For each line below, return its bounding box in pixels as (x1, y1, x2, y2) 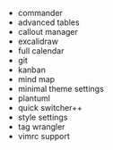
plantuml (17, 93, 51, 104)
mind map (17, 74, 56, 84)
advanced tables (17, 17, 80, 28)
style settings (17, 112, 68, 122)
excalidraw (17, 36, 58, 46)
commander (17, 8, 63, 18)
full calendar (17, 46, 65, 56)
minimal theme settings (17, 84, 105, 94)
